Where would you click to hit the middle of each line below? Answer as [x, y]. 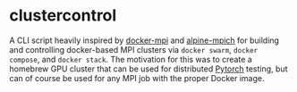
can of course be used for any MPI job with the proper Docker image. [137, 78]
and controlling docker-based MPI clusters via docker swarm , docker [134, 49]
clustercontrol [63, 16]
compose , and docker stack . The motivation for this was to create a [131, 59]
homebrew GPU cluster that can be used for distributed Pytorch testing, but [148, 69]
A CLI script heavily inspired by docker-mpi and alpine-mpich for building [144, 40]
